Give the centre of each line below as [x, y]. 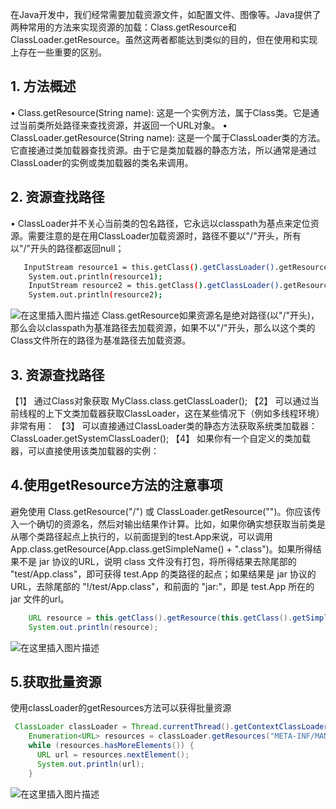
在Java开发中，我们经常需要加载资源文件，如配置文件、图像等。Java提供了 [166, 14]
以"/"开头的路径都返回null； [67, 248]
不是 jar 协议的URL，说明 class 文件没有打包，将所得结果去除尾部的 [157, 561]
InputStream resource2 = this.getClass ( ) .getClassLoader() [154, 286]
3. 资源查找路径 [57, 374]
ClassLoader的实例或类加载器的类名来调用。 [102, 162]
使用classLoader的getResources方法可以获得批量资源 [121, 708]
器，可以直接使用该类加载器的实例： [85, 450]
